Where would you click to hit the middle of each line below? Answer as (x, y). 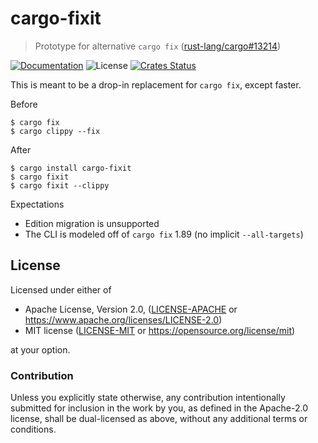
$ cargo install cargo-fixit (71, 168)
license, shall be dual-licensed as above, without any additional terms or (159, 419)
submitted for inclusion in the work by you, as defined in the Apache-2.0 (159, 408)
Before (24, 104)
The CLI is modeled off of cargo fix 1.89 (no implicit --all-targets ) (164, 234)
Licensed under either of (61, 289)
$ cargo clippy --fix (55, 131)
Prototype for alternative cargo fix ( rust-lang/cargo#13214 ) (158, 46)
